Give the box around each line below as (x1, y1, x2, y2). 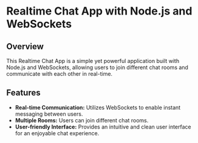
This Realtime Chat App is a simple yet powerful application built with (6, 58, 180, 64)
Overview (6, 41, 44, 52)
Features (6, 88, 41, 98)
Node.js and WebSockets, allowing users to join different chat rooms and (6, 64, 188, 71)
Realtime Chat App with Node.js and (6, 4, 193, 18)
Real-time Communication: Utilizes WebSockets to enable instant (15, 104, 181, 111)
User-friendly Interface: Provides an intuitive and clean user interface (15, 123, 191, 130)
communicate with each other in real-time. (6, 70, 113, 77)
